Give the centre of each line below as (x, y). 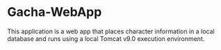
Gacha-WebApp (55, 12)
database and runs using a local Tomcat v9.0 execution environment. (106, 38)
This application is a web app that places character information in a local (111, 31)
